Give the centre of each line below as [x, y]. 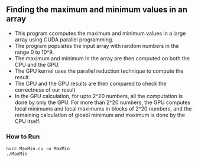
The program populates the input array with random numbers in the [97, 46]
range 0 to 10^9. [34, 52]
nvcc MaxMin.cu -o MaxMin [38, 149]
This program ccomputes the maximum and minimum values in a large [100, 33]
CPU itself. [27, 121]
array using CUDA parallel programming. [64, 39]
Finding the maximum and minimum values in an [97, 10]
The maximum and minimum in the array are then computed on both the [102, 58]
